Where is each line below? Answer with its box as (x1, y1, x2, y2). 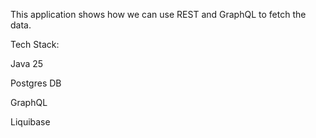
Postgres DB (10, 77, 62, 89)
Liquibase (10, 116, 51, 128)
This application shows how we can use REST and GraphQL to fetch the (10, 9, 307, 20)
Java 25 (10, 58, 44, 69)
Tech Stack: (10, 39, 60, 50)
